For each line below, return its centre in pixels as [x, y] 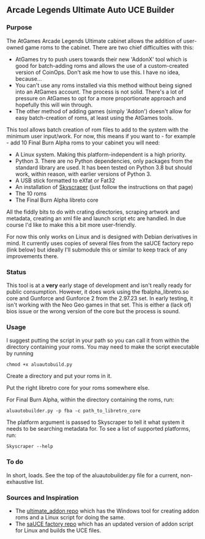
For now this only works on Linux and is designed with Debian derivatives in [102, 236]
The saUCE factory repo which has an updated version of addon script [104, 524]
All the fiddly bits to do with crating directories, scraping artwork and [93, 212]
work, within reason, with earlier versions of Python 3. [83, 174]
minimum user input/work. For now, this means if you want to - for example [101, 136]
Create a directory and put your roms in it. [59, 376]
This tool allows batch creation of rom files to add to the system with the [97, 129]
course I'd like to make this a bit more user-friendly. [71, 225]
